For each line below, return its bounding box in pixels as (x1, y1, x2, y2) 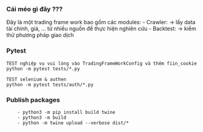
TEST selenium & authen (6, 76, 67, 82)
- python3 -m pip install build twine (17, 109, 115, 115)
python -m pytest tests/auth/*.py (6, 81, 94, 88)
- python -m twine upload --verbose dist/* (17, 120, 129, 126)
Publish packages (6, 96, 61, 104)
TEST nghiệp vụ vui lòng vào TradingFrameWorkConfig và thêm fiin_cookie (6, 60, 198, 67)
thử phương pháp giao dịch (6, 31, 74, 39)
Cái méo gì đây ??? (6, 5, 63, 13)
